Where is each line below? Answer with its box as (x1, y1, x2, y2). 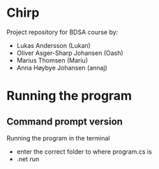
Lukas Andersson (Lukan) (16, 41, 91, 49)
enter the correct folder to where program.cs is (16, 147, 153, 156)
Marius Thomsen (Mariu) (16, 56, 89, 64)
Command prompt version (6, 115, 123, 127)
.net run (16, 154, 40, 163)
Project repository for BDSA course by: (6, 28, 119, 36)
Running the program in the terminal (6, 134, 110, 142)
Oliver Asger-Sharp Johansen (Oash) (16, 49, 123, 57)
